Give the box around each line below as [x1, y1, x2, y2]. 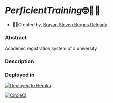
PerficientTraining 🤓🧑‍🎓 [5, 5, 101, 16]
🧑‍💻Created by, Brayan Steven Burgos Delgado [12, 21, 108, 27]
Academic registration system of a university [5, 45, 97, 52]
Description [5, 58, 34, 65]
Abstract [5, 34, 27, 41]
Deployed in [5, 71, 35, 78]
